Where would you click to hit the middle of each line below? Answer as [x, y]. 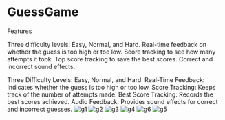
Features [20, 31]
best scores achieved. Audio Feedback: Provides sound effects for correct [112, 101]
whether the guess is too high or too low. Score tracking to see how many [111, 52]
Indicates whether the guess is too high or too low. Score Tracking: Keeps [111, 87]
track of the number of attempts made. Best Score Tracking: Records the [110, 94]
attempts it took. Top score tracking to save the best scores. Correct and [110, 59]
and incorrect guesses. [40, 109]
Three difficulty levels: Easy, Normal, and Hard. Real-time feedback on [107, 44]
